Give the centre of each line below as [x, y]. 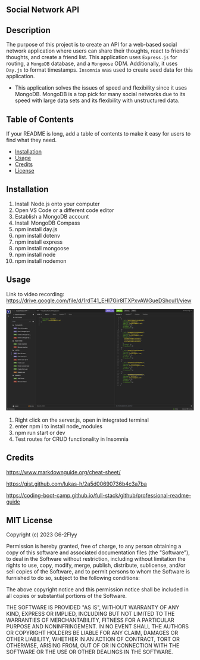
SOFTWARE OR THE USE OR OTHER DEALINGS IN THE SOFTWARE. [90, 652]
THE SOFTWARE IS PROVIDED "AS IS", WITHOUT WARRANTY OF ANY [93, 607]
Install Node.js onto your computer [57, 204]
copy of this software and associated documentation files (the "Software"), [98, 552]
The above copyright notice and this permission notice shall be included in [97, 590]
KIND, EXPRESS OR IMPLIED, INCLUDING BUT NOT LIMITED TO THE [90, 614]
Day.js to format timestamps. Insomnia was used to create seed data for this [100, 70]
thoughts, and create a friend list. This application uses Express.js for [92, 57]
